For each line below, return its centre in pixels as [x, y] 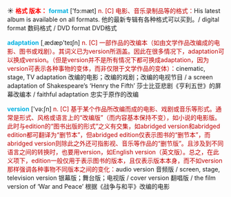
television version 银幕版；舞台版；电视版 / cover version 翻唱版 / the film [111, 178]
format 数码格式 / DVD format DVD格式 [62, 28]
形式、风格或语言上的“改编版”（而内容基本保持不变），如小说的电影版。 [120, 117]
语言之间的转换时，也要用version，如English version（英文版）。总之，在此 [113, 152]
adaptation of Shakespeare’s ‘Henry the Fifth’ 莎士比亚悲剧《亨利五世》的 [111, 86]
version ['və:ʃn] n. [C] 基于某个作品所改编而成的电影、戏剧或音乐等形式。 [111, 109]
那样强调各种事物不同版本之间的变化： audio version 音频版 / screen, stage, [114, 169]
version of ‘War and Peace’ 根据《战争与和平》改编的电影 [89, 186]
